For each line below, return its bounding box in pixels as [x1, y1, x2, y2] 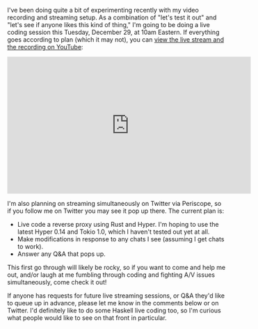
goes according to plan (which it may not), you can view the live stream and [7, 35, 225, 44]
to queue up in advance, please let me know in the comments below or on [7, 299, 219, 307]
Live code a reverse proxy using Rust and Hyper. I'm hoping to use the [17, 220, 219, 228]
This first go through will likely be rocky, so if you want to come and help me [7, 264, 226, 271]
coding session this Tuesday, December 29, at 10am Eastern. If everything [7, 28, 220, 36]
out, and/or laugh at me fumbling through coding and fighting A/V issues [7, 271, 216, 279]
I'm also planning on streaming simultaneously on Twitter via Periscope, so [7, 200, 222, 207]
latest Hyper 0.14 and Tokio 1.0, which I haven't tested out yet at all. [17, 227, 210, 236]
